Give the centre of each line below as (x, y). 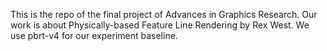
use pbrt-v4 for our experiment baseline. (94, 35)
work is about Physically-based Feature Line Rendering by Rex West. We (160, 25)
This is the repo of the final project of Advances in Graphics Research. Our (164, 14)
